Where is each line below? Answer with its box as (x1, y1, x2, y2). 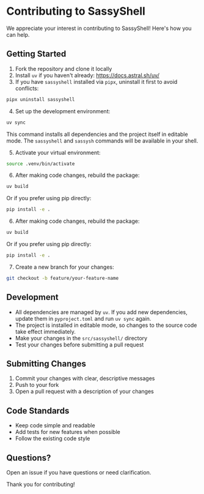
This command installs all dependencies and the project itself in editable (6, 130, 188, 138)
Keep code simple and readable (15, 422, 96, 429)
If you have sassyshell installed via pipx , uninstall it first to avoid (15, 78, 178, 85)
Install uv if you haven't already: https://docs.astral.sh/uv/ (15, 72, 160, 79)
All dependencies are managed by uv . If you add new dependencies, (15, 308, 188, 316)
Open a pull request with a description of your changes (15, 387, 154, 395)
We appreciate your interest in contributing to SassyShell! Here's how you (6, 24, 192, 32)
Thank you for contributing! (6, 481, 75, 488)
